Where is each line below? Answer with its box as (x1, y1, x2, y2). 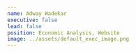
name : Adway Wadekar (7, 10, 68, 17)
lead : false (7, 23, 42, 30)
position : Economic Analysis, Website (7, 29, 120, 36)
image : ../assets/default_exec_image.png (7, 36, 130, 43)
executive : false (7, 17, 58, 23)
